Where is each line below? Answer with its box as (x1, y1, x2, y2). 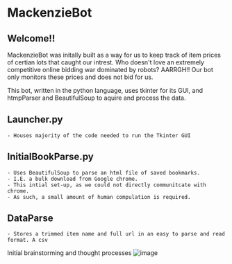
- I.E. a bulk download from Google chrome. (7, 175, 138, 182)
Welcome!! (7, 33, 56, 44)
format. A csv (7, 237, 49, 244)
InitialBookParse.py (7, 151, 94, 163)
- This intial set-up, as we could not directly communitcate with (7, 182, 207, 188)
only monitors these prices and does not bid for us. (7, 73, 154, 81)
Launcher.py (7, 114, 63, 125)
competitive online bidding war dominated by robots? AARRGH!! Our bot (7, 66, 214, 73)
